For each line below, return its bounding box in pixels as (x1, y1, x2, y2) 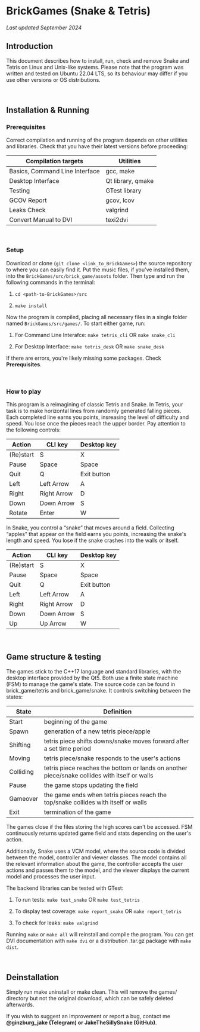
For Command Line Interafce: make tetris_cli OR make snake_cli (14, 331, 176, 338)
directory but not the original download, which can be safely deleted (6, 994, 174, 1002)
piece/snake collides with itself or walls (43, 771, 154, 779)
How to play (6, 387, 42, 396)
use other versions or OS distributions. (6, 76, 101, 83)
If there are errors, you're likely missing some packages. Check (6, 354, 162, 362)
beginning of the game (43, 717, 108, 725)
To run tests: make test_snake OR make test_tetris (14, 896, 140, 903)
